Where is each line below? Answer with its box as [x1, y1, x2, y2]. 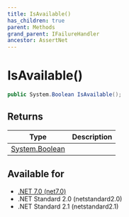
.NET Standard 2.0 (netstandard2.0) [17, 194, 123, 203]
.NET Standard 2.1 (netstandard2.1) [17, 202, 119, 211]
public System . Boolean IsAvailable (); [7, 91, 122, 98]
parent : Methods [7, 23, 55, 31]
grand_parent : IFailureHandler [7, 30, 100, 38]
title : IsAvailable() [7, 10, 72, 18]
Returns [7, 111, 44, 123]
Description [72, 132, 113, 142]
